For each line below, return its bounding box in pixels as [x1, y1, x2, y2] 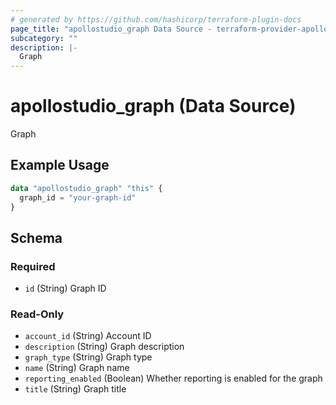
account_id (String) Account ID [24, 330, 152, 342]
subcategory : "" [10, 33, 78, 43]
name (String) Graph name [24, 362, 130, 374]
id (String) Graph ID [24, 282, 107, 295]
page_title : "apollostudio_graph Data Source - [10, 24, 213, 34]
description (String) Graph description [24, 341, 185, 353]
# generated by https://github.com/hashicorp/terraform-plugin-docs [10, 14, 302, 25]
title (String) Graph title [24, 383, 127, 395]
